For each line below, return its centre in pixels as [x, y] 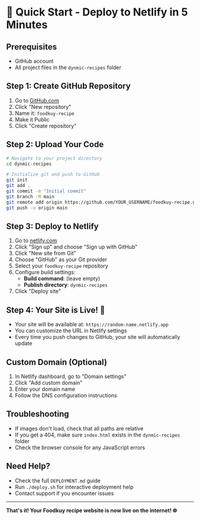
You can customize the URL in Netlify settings [71, 331]
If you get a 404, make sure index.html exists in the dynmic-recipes [97, 435]
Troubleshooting [38, 414]
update [24, 343]
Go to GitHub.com [37, 100]
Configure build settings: [45, 272]
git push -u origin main [37, 208]
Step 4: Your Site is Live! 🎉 [56, 310]
